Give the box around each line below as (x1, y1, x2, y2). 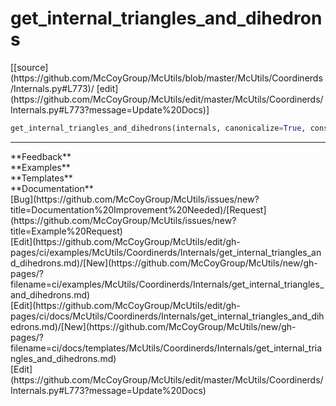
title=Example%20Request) (10, 225, 123, 237)
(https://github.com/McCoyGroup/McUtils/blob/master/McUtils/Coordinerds (10, 72, 323, 84)
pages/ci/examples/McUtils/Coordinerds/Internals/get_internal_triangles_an (10, 246, 322, 258)
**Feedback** (10, 150, 72, 162)
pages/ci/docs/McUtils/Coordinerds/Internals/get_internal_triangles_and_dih (10, 310, 325, 322)
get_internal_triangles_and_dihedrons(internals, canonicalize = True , (10, 123, 307, 133)
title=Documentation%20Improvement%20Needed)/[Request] (10, 203, 267, 216)
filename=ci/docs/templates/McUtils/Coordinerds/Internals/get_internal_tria (10, 342, 323, 354)
